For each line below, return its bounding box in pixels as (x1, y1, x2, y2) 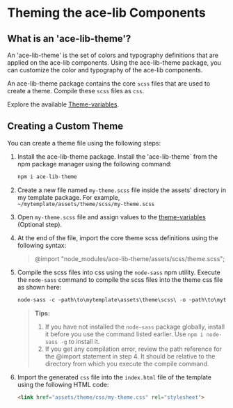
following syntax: (17, 241, 67, 249)
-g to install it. (61, 337, 100, 345)
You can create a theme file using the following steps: (7, 139, 161, 147)
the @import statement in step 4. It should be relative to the (45, 352, 216, 360)
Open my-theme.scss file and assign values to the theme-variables (17, 212, 207, 221)
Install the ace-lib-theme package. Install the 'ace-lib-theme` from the (17, 152, 218, 161)
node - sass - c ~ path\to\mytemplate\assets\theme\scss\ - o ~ (17, 296, 193, 304)
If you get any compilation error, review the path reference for (45, 345, 223, 353)
